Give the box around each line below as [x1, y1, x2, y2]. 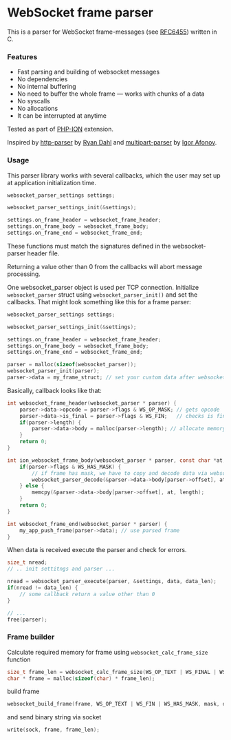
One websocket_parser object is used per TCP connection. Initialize [7, 283, 199, 291]
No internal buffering [16, 83, 76, 91]
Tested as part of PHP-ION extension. [7, 125, 114, 134]
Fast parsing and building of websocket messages [16, 67, 160, 76]
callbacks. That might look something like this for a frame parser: [7, 297, 191, 306]
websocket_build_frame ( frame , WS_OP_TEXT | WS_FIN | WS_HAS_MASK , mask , [7, 701, 220, 708]
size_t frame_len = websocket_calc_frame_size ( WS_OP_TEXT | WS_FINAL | [7, 668, 217, 675]
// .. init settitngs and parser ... [7, 566, 115, 573]
